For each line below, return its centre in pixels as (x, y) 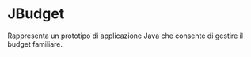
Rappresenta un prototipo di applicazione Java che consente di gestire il (125, 36)
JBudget (36, 14)
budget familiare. (35, 44)
